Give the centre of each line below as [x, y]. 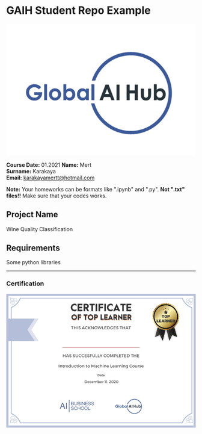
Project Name [32, 215]
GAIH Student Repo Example [79, 11]
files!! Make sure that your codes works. [57, 196]
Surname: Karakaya [31, 171]
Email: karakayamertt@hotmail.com [50, 178]
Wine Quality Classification [40, 229]
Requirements [33, 248]
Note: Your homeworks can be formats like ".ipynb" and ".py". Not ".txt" [96, 189]
